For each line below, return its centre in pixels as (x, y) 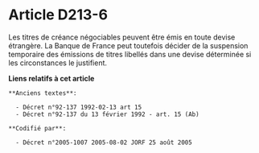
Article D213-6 (58, 15)
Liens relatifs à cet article (51, 78)
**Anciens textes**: (43, 93)
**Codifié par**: (37, 128)
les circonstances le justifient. (58, 63)
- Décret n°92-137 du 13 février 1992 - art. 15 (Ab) (107, 114)
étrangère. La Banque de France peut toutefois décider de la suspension (128, 45)
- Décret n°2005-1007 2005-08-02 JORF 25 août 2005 (104, 143)
